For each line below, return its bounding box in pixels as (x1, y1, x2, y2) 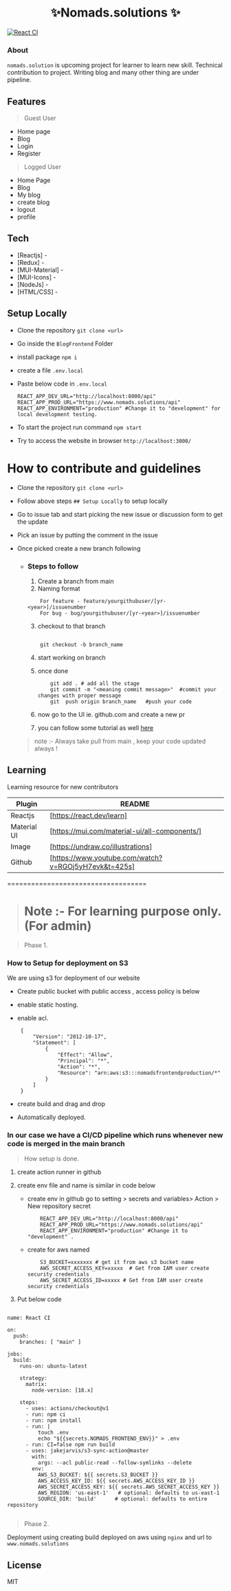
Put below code (16, 1295, 62, 1303)
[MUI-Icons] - (16, 273, 56, 281)
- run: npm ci (25, 1411, 67, 1419)
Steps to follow (27, 561, 79, 571)
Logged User (23, 163, 62, 171)
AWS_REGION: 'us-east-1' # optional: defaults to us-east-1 (37, 1490, 220, 1496)
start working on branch (37, 653, 107, 662)
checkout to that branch (37, 622, 106, 630)
